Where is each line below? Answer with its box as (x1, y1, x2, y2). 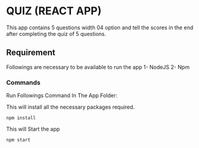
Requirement (6, 48, 56, 58)
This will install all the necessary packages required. (6, 103, 135, 111)
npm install (6, 115, 36, 121)
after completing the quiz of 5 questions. (6, 30, 106, 37)
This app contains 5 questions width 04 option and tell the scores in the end (6, 24, 194, 31)
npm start (6, 137, 31, 143)
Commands (6, 78, 41, 87)
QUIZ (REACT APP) (6, 4, 102, 18)
